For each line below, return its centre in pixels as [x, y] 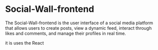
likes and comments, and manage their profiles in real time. [66, 33]
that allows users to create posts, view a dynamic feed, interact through [79, 28]
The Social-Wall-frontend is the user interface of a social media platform [79, 23]
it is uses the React [25, 43]
